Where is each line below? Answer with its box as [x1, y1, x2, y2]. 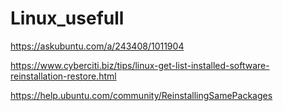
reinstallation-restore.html [10, 70, 117, 82]
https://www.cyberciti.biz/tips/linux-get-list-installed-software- [10, 59, 270, 71]
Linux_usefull [10, 7, 125, 30]
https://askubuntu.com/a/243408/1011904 [10, 40, 185, 52]
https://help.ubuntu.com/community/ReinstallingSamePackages [10, 89, 273, 101]
